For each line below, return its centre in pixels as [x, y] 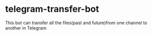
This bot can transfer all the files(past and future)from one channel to [76, 23]
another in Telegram [26, 28]
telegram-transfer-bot [52, 9]
